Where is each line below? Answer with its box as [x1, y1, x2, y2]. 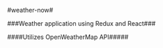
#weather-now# [7, 6, 54, 14]
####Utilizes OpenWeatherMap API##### [7, 33, 129, 41]
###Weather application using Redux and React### [7, 19, 156, 27]
